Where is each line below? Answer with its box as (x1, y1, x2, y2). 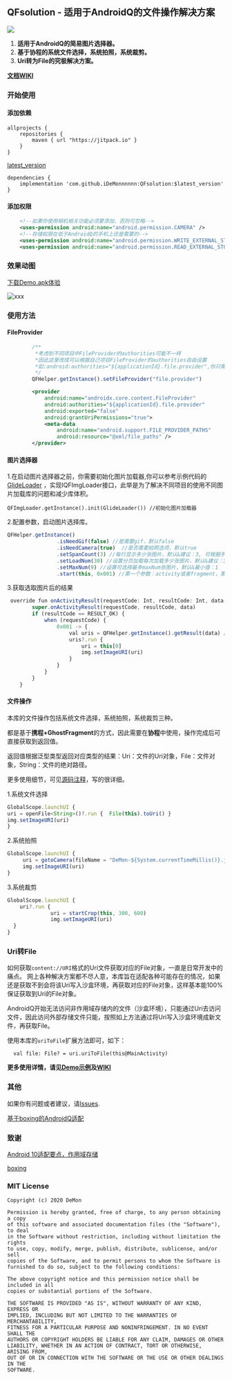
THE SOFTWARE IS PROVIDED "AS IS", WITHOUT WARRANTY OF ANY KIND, (7, 1300, 202, 1307)
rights (7, 1239, 26, 1247)
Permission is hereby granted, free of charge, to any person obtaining (7, 1209, 221, 1216)
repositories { (19, 130, 64, 137)
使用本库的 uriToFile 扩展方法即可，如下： (7, 1036, 126, 1044)
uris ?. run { (68, 636, 104, 643)
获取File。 (25, 1022, 54, 1030)
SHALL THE (7, 1331, 36, 1337)
